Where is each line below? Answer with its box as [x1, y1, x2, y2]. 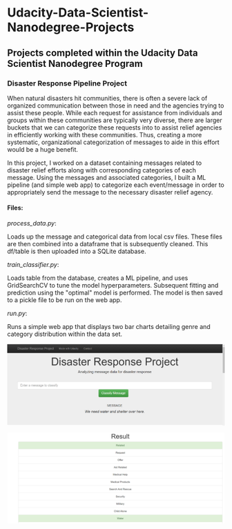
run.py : [7, 309, 28, 318]
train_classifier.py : [7, 261, 59, 269]
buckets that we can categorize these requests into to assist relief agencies [7, 123, 222, 132]
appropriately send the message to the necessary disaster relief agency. [7, 188, 213, 196]
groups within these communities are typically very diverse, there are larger [7, 116, 222, 124]
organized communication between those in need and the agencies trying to [7, 101, 224, 110]
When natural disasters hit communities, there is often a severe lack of [7, 94, 208, 102]
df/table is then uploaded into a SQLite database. [7, 247, 146, 256]
